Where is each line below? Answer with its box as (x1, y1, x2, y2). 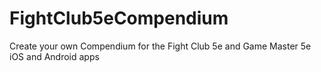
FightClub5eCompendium (9, 7, 229, 30)
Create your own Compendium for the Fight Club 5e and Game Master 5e (9, 40, 312, 52)
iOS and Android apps (9, 50, 100, 62)
